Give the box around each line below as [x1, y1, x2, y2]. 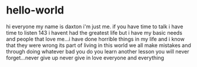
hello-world [6, 4, 65, 17]
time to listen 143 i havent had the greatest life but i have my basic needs [6, 29, 182, 36]
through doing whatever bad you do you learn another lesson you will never [6, 48, 189, 55]
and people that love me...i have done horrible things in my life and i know [6, 35, 185, 42]
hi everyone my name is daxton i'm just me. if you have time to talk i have [6, 23, 183, 30]
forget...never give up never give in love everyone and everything [6, 54, 165, 61]
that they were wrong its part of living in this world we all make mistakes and [6, 42, 191, 49]
